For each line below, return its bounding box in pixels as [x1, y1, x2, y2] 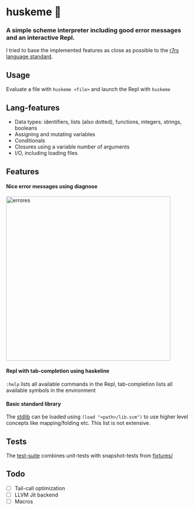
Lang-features [6, 103, 60, 113]
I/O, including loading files [14, 150, 78, 157]
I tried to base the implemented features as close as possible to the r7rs [6, 47, 179, 54]
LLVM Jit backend [14, 491, 59, 498]
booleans [14, 124, 38, 131]
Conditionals [14, 137, 45, 144]
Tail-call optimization [14, 484, 66, 492]
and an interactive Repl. [6, 33, 75, 42]
